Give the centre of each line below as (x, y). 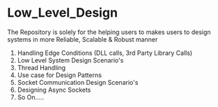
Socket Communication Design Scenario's (78, 82)
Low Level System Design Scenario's (70, 60)
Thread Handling (41, 67)
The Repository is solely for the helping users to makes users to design (109, 32)
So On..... (31, 97)
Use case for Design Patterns (60, 75)
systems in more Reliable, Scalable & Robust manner (83, 39)
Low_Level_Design (63, 13)
